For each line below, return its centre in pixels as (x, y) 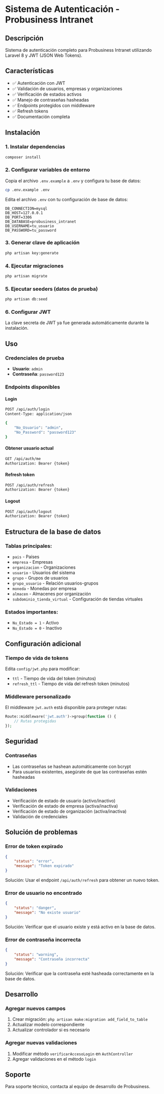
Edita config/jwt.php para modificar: (43, 669)
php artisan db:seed (27, 299)
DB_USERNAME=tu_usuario (30, 226)
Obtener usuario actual (29, 448)
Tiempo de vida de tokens (37, 658)
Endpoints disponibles (33, 387)
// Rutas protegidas (35, 721)
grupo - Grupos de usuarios (40, 578)
